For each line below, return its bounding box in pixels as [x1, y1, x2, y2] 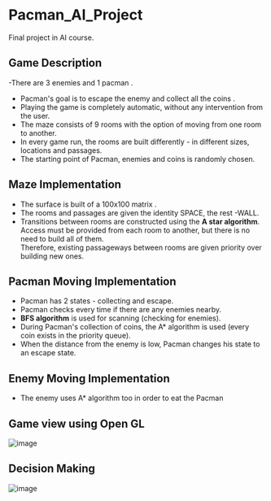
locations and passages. [20, 145, 103, 155]
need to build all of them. [20, 233, 104, 243]
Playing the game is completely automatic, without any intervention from [20, 102, 263, 111]
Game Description [8, 56, 103, 70]
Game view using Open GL [8, 416, 145, 430]
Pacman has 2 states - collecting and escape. [20, 296, 174, 306]
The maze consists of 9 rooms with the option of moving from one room [20, 120, 262, 129]
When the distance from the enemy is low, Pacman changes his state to [20, 339, 260, 349]
